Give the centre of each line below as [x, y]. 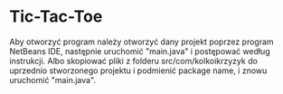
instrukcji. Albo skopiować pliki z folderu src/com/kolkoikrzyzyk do [133, 61]
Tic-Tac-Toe [56, 17]
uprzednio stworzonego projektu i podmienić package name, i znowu [138, 70]
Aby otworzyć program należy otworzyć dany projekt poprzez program [141, 42]
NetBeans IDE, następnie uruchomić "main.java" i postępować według [140, 51]
